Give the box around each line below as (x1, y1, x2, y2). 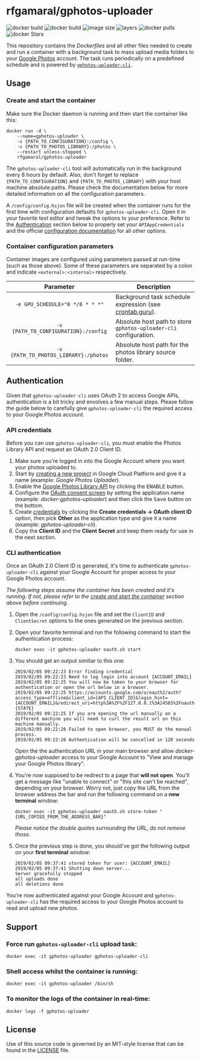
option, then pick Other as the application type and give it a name (14, 515, 177, 522)
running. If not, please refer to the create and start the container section (6, 593, 184, 600)
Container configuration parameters (6, 242, 114, 250)
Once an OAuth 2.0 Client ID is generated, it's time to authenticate (6, 562, 169, 569)
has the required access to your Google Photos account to (39, 898, 184, 905)
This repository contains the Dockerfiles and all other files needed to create (6, 42, 193, 49)
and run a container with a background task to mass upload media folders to (6, 48, 194, 55)
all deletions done (14, 881, 64, 887)
